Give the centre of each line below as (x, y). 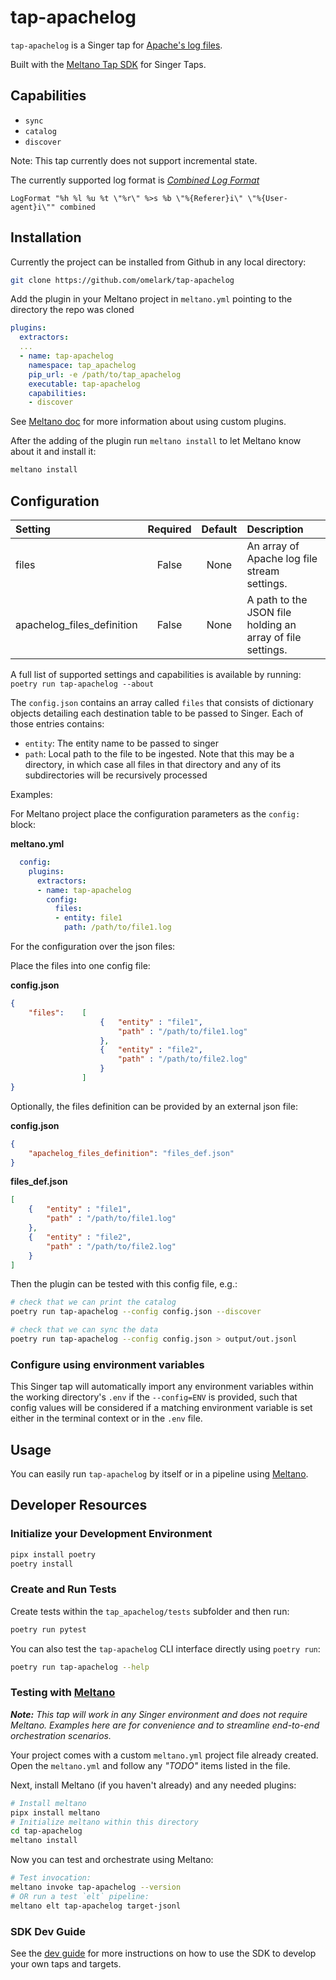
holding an (271, 624)
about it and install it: (53, 452)
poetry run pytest (48, 1629)
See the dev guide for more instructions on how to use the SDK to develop (163, 1953)
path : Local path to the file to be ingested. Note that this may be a (159, 754)
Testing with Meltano (63, 1693)
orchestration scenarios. (61, 1735)
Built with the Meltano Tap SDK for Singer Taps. (108, 64)
